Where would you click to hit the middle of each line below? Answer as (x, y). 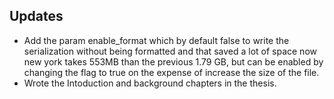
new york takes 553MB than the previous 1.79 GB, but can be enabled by (173, 61)
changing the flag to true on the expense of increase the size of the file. (171, 72)
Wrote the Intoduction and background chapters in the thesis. (150, 83)
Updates (36, 16)
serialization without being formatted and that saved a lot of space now (170, 51)
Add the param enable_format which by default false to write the (156, 40)
